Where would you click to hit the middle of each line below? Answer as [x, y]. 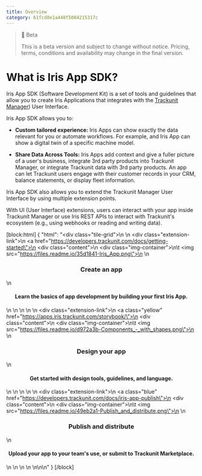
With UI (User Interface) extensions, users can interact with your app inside [100, 210]
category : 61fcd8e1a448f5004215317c [52, 18]
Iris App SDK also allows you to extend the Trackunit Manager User [90, 192]
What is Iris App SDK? [62, 77]
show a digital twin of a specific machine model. [75, 143]
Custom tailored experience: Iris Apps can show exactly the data [96, 130]
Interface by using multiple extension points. [61, 198]
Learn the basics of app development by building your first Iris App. [101, 297]
